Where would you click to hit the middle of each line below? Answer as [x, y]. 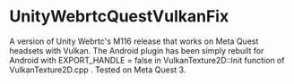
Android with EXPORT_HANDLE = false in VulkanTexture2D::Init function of [147, 60]
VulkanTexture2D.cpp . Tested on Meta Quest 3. [98, 70]
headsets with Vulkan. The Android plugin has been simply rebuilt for [137, 50]
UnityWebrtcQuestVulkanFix [119, 17]
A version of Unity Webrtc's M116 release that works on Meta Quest [134, 41]
